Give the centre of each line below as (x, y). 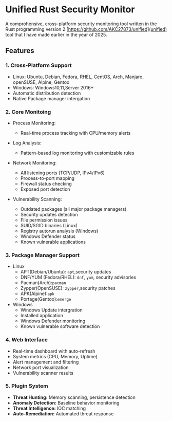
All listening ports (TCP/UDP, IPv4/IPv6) (63, 173)
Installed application (42, 316)
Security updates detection (49, 214)
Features (20, 51)
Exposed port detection (45, 189)
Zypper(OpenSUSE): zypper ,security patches (68, 288)
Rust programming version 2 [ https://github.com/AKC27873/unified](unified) (86, 29)
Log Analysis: (27, 143)
